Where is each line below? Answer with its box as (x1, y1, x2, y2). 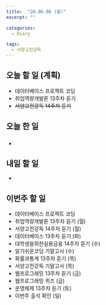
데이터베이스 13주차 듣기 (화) (14, 233, 81, 240)
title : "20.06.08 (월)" (6, 8, 66, 15)
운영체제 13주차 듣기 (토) (14, 285, 72, 292)
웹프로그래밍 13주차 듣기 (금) (14, 270, 81, 277)
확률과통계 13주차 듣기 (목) (14, 255, 76, 262)
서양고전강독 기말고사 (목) (14, 263, 75, 270)
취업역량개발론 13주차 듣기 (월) (14, 218, 86, 225)
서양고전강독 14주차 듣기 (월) (14, 225, 82, 232)
